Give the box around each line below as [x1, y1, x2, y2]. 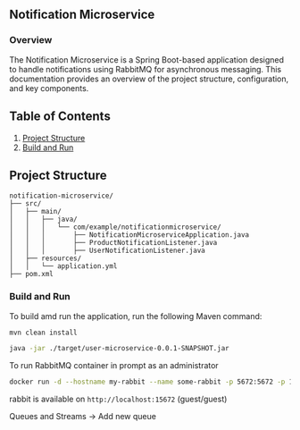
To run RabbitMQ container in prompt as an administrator [9, 360, 219, 371]
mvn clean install [9, 328, 78, 337]
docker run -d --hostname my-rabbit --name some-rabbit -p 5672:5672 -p [9, 377, 286, 387]
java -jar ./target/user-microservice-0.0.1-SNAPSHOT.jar [9, 344, 229, 353]
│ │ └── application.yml [9, 262, 118, 271]
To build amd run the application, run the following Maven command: [9, 310, 262, 321]
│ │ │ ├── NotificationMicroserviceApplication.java [9, 231, 250, 240]
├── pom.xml [9, 270, 54, 279]
